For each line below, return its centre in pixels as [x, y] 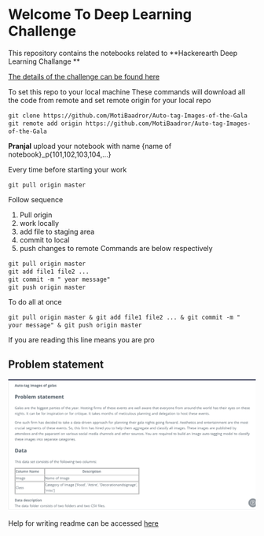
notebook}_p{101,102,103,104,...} [60, 154]
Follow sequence [36, 199]
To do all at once [35, 301]
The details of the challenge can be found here [84, 76]
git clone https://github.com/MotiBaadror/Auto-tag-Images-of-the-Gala [128, 116]
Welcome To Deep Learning [100, 15]
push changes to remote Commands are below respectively [116, 248]
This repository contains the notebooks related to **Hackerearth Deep [123, 53]
